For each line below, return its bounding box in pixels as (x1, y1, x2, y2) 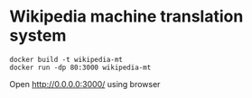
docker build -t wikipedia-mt (9, 55, 124, 64)
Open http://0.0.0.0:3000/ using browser (9, 78, 161, 89)
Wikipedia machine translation (9, 6, 244, 27)
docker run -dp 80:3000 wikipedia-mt (9, 63, 152, 72)
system (9, 25, 67, 46)
